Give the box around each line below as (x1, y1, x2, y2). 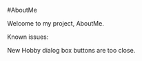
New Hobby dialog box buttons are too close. (7, 46, 136, 54)
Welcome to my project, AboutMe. (7, 19, 105, 27)
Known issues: (7, 33, 49, 41)
